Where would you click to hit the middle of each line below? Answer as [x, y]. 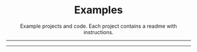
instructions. [98, 32]
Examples [98, 10]
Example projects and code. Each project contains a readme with [98, 26]
